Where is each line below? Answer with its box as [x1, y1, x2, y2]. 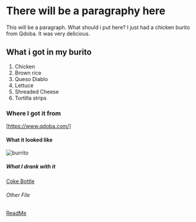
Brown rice [14, 69, 41, 76]
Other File [6, 191, 30, 198]
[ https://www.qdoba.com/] [6, 123, 71, 130]
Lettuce [14, 82, 34, 89]
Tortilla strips [14, 94, 47, 101]
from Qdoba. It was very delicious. [6, 30, 91, 37]
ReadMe [6, 210, 27, 217]
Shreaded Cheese [14, 88, 59, 95]
